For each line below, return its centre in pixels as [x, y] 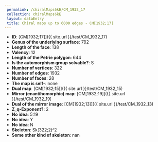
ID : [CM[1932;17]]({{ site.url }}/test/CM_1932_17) [59, 37]
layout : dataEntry [25, 18]
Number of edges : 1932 [36, 73]
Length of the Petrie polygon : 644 [46, 58]
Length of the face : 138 [35, 47]
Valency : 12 [24, 53]
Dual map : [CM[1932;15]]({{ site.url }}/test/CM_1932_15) [67, 89]
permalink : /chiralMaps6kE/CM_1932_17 [46, 9]
